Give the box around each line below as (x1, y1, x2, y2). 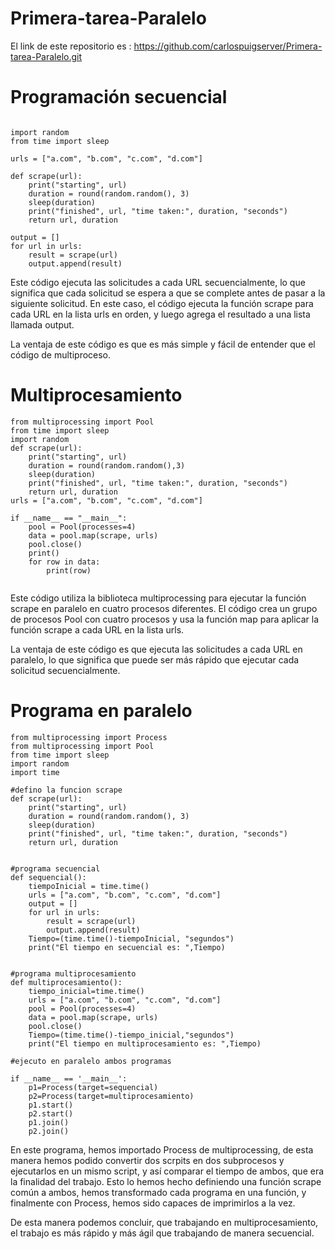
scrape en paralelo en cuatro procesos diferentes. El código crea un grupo (10, 602, 318, 614)
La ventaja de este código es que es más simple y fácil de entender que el (10, 338, 316, 350)
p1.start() (28, 1100, 74, 1110)
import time (10, 767, 60, 777)
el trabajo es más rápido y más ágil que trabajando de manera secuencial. (10, 1227, 315, 1239)
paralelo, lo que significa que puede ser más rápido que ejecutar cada (10, 653, 300, 666)
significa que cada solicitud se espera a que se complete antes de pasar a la (10, 287, 326, 299)
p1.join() (28, 1117, 70, 1127)
